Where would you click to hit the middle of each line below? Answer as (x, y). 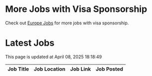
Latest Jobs (30, 43)
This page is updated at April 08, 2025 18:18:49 (53, 57)
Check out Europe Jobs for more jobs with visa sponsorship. (67, 23)
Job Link (80, 69)
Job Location (50, 69)
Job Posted (109, 69)
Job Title (18, 69)
